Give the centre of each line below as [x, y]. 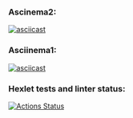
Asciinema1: [32, 51]
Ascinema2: [32, 12]
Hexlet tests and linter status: [67, 88]
